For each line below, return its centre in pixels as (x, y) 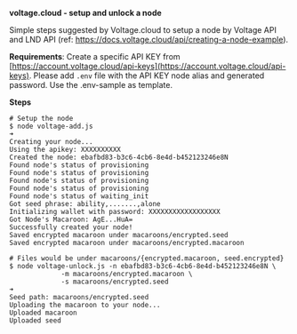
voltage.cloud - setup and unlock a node (85, 13)
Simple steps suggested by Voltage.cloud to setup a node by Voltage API (143, 30)
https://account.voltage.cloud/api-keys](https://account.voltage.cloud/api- (149, 66)
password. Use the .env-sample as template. (91, 85)
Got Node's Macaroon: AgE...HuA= (71, 219)
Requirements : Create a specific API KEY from (95, 56)
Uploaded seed (36, 321)
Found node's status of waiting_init (79, 196)
